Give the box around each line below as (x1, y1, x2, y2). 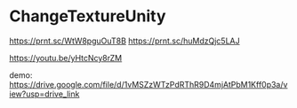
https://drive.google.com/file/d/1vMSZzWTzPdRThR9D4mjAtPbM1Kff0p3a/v (9, 79, 288, 89)
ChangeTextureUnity (9, 6, 166, 27)
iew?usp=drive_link (9, 89, 80, 99)
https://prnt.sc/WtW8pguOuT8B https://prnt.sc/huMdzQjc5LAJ (9, 35, 240, 46)
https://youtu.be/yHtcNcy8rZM (9, 52, 123, 63)
